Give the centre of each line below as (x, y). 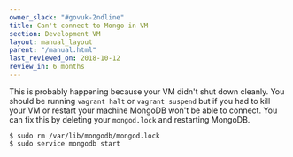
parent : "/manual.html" (53, 50)
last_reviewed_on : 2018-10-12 (65, 58)
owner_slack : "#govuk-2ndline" (67, 17)
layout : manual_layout (51, 42)
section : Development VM (55, 34)
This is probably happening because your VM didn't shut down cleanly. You (147, 91)
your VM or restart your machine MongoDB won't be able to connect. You (143, 110)
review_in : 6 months (47, 67)
